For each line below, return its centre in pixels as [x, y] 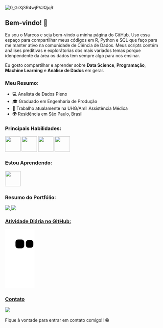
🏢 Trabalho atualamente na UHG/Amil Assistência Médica [70, 108]
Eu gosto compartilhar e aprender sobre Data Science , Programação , [75, 65]
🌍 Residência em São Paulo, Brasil [47, 114]
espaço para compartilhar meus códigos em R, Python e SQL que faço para [81, 40]
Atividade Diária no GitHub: [38, 221]
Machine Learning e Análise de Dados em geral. [55, 70]
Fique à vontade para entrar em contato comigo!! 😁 [57, 320]
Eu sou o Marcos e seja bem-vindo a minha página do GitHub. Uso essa [78, 35]
